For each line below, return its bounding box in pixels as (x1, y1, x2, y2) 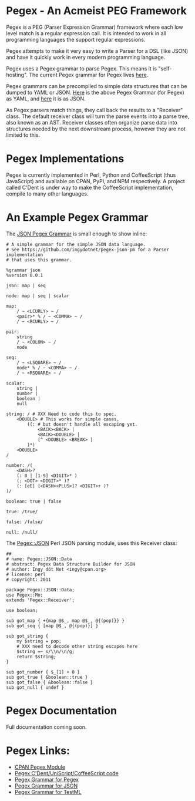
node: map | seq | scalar (6, 292, 69, 299)
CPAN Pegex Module (14, 763, 66, 770)
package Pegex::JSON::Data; (6, 587, 75, 593)
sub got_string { (6, 633, 49, 639)
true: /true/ (6, 509, 38, 514)
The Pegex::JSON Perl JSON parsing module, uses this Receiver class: (6, 539, 177, 547)
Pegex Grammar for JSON (14, 782, 78, 789)
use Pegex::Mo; (6, 592, 43, 598)
